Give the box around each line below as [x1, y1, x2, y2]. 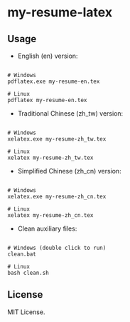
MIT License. [7, 308, 45, 316]
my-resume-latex [7, 4, 112, 21]
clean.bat [7, 251, 37, 258]
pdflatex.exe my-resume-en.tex [7, 78, 100, 85]
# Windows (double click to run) [7, 244, 107, 251]
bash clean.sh [7, 269, 50, 276]
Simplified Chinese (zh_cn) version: [17, 167, 122, 175]
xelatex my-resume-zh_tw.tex [7, 154, 94, 161]
